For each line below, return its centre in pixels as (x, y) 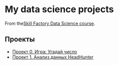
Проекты (20, 39)
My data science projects (59, 9)
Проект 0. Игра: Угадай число (44, 51)
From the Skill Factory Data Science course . (50, 23)
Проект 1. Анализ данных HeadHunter (53, 57)
